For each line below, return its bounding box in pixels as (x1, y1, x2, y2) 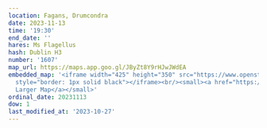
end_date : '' (8, 33, 52, 42)
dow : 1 (8, 100, 30, 108)
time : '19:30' (8, 26, 56, 34)
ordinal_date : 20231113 (8, 93, 87, 101)
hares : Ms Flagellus (8, 41, 77, 49)
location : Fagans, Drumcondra (8, 11, 109, 20)
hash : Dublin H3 (8, 48, 62, 56)
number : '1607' (8, 56, 59, 64)
